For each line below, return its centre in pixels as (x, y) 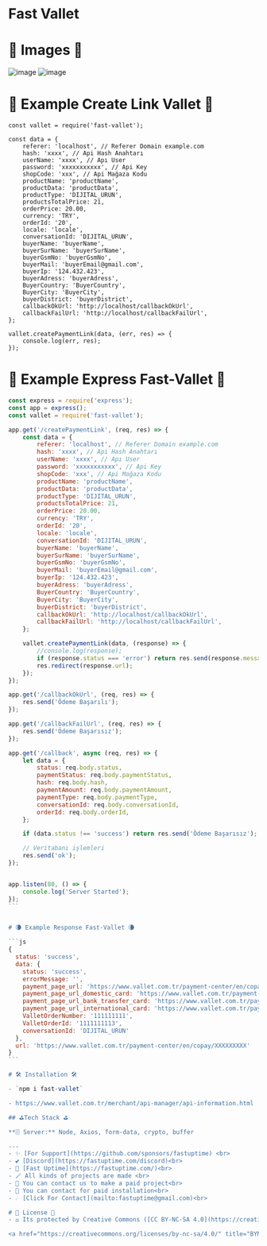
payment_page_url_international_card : (87, 1009)
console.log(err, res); (62, 341)
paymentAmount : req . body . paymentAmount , (104, 790)
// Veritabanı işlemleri (64, 848)
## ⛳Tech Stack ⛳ (39, 1117)
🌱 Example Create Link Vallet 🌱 (111, 104)
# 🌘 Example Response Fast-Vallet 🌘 (72, 928)
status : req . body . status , (80, 768)
